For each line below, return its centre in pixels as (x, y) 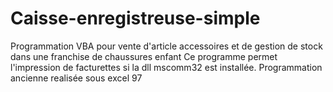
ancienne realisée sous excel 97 (76, 78)
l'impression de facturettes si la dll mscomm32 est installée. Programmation (166, 67)
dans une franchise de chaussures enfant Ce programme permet (144, 56)
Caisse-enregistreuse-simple (135, 18)
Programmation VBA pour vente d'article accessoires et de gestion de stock (166, 46)
